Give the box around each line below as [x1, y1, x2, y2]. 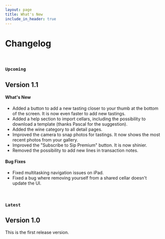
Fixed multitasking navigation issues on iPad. [12, 170, 104, 176]
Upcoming [5, 66, 26, 72]
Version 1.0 [5, 216, 41, 225]
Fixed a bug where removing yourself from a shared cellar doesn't [12, 175, 147, 181]
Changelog [5, 38, 51, 49]
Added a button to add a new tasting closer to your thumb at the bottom [12, 105, 159, 111]
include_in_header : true [5, 16, 56, 21]
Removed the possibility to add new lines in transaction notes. [12, 147, 138, 153]
